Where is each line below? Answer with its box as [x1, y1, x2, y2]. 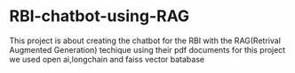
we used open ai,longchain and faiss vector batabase [9, 54, 205, 64]
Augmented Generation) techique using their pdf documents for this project [9, 44, 286, 55]
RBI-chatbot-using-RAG [9, 6, 190, 26]
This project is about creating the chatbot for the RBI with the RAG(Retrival [9, 35, 282, 46]
